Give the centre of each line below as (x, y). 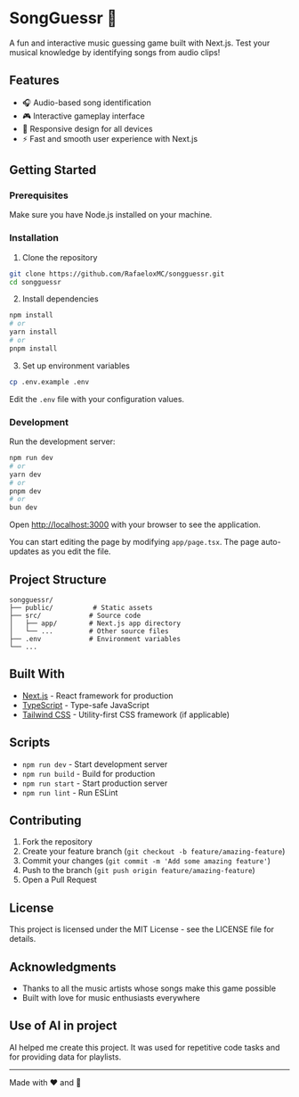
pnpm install (33, 348)
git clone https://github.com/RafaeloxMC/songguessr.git (117, 274)
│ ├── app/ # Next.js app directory (95, 623)
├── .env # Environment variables (95, 639)
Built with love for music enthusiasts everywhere (111, 998)
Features (34, 81)
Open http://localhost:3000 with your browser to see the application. (135, 524)
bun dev (24, 507)
